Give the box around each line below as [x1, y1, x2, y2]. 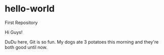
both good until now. [5, 44, 48, 50]
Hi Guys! [5, 29, 23, 35]
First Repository [5, 19, 38, 25]
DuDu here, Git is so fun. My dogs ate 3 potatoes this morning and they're [5, 38, 159, 45]
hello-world [5, 3, 55, 14]
